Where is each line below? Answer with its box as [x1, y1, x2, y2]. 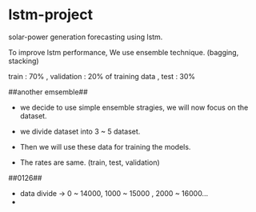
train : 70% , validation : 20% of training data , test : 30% [8, 71, 196, 81]
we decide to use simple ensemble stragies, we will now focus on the [19, 102, 249, 112]
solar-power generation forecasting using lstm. [8, 32, 163, 42]
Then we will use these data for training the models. [19, 142, 191, 151]
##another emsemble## [8, 86, 88, 97]
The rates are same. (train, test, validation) [19, 158, 160, 167]
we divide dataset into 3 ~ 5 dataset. [19, 126, 141, 136]
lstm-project [8, 6, 94, 24]
